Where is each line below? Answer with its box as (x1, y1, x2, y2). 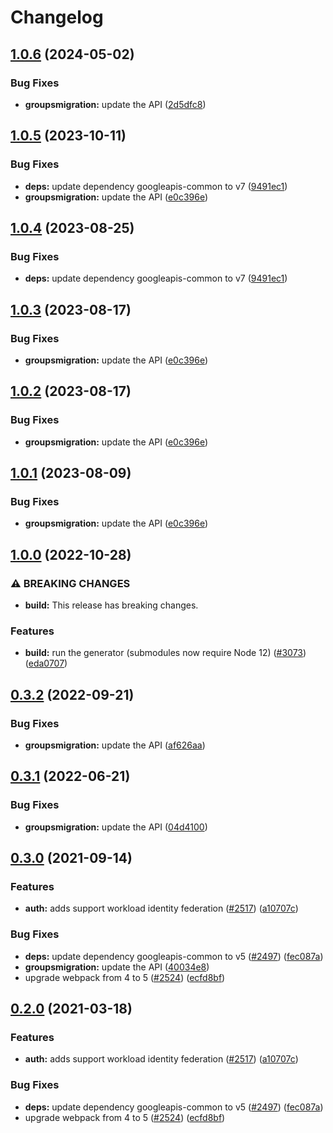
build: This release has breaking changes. (24, 599, 199, 611)
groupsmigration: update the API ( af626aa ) (24, 739, 206, 751)
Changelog (10, 6, 104, 29)
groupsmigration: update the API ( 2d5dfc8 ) (24, 98, 207, 110)
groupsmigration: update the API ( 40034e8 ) (24, 961, 210, 973)
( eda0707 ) (24, 657, 68, 670)
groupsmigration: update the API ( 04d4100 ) (24, 821, 208, 833)
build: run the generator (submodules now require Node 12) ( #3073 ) (24, 647, 307, 659)
